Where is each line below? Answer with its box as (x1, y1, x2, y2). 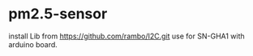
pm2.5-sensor (8, 5, 108, 23)
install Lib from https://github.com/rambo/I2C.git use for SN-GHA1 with (8, 31, 245, 41)
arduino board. (8, 39, 58, 49)
